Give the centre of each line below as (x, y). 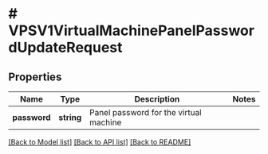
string (70, 117)
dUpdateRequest (65, 48)
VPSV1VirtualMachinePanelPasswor (132, 31)
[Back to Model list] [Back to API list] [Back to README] (100, 142)
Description (157, 99)
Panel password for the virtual (145, 112)
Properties (35, 77)
